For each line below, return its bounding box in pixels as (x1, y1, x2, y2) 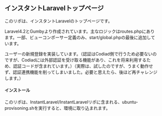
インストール (4, 87, 30, 93)
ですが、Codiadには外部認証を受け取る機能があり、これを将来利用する (4, 57, 147, 63)
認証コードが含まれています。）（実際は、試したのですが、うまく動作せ (13, 63, 153, 69)
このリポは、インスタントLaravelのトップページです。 (4, 18, 112, 24)
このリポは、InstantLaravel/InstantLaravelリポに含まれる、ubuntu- (4, 99, 138, 105)
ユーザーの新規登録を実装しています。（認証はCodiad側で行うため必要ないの (4, 51, 157, 57)
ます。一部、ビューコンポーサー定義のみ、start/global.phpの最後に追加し (4, 34, 151, 40)
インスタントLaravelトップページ (4, 4, 104, 13)
